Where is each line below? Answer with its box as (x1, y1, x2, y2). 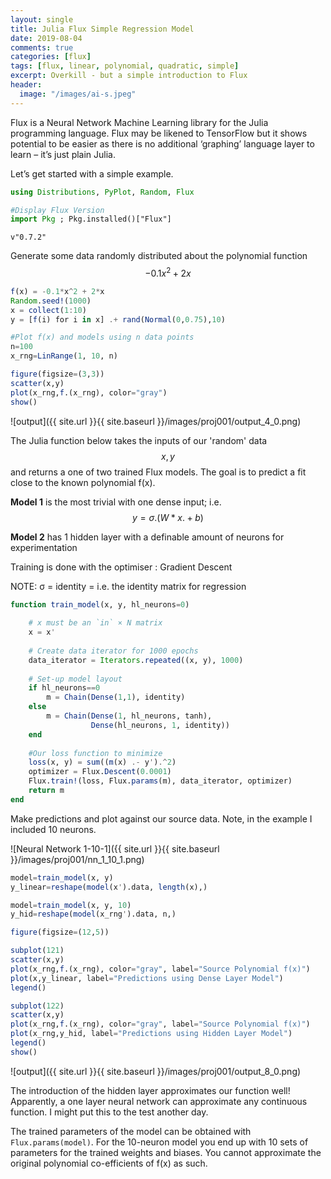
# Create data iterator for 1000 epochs (28, 646, 199, 656)
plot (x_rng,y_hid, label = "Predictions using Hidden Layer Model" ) (10, 1029, 293, 1039)
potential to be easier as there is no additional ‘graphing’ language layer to (10, 137, 315, 150)
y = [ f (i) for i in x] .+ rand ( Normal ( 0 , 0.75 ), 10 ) (10, 314, 226, 325)
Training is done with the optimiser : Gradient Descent (10, 561, 233, 573)
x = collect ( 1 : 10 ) (10, 305, 87, 315)
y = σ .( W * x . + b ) (132, 511, 204, 523)
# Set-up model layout (28, 674, 123, 684)
